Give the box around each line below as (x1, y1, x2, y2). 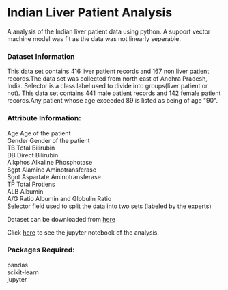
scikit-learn (7, 268, 39, 276)
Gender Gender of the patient (7, 136, 90, 144)
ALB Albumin (7, 187, 44, 196)
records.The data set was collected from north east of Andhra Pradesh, (7, 75, 208, 83)
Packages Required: (7, 245, 75, 254)
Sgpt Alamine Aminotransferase (7, 166, 97, 174)
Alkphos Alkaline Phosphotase (7, 158, 93, 166)
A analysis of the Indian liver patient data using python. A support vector (7, 27, 211, 36)
